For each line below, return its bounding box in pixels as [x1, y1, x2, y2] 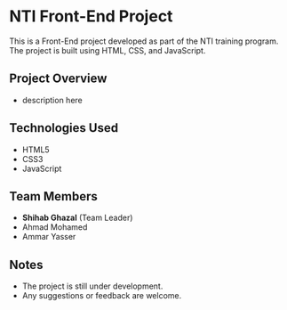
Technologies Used [9, 120, 118, 135]
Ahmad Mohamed [21, 222, 88, 232]
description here [21, 94, 83, 105]
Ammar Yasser [21, 232, 76, 242]
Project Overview [9, 71, 108, 86]
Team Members [9, 189, 98, 204]
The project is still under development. [21, 281, 163, 291]
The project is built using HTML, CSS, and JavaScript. [9, 45, 206, 55]
